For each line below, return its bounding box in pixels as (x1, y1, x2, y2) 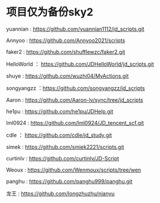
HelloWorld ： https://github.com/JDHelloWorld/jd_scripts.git (6, 60, 154, 67)
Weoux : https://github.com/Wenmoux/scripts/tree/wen (6, 166, 141, 173)
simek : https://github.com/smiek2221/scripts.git (6, 143, 124, 150)
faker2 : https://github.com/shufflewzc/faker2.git (6, 48, 126, 55)
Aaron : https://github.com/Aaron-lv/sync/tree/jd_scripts (6, 96, 143, 104)
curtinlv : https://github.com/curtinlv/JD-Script (6, 154, 120, 162)
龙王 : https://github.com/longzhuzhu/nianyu (6, 190, 115, 197)
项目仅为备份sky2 (6, 5, 94, 19)
